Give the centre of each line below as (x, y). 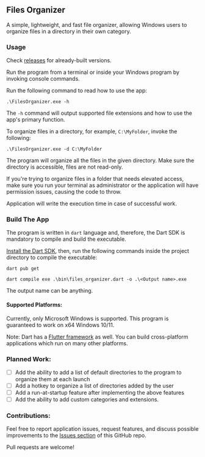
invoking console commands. (43, 79)
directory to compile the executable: (52, 258)
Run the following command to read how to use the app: (77, 90)
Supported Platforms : (34, 305)
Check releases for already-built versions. (59, 60)
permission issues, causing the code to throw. (64, 192)
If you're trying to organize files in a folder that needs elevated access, (95, 179)
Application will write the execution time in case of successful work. (92, 203)
